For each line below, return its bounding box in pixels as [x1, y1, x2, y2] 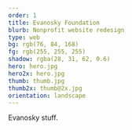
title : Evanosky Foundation [8, 19, 101, 27]
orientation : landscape [8, 92, 86, 99]
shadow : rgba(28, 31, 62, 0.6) [8, 56, 111, 63]
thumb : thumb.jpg [8, 77, 65, 85]
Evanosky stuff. [8, 113, 58, 122]
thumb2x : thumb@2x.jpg [8, 84, 82, 92]
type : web [8, 33, 41, 42]
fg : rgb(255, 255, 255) [8, 48, 86, 56]
